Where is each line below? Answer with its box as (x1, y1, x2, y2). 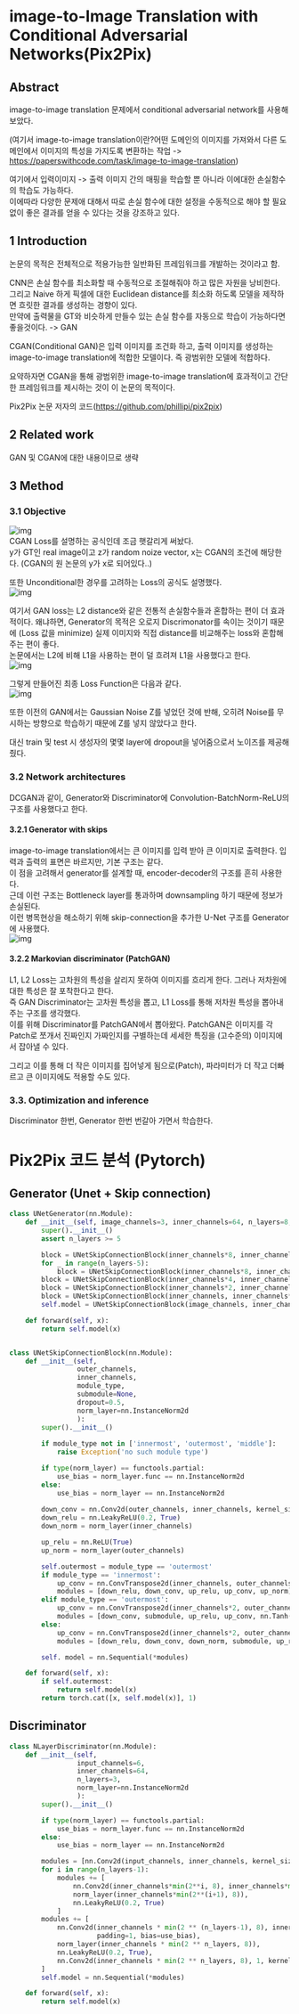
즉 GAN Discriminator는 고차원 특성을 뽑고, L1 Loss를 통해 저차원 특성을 (9, 997, 261, 1007)
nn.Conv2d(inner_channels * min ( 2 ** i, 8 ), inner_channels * (72, 1881, 289, 1890)
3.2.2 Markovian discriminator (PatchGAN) (9, 953, 171, 964)
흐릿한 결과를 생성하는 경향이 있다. (18, 299, 138, 310)
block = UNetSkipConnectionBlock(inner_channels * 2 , (41, 1284, 238, 1292)
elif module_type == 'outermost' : (41, 1595, 169, 1604)
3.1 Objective (9, 505, 67, 518)
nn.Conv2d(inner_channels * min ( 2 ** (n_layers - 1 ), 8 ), (56, 1923, 269, 1932)
